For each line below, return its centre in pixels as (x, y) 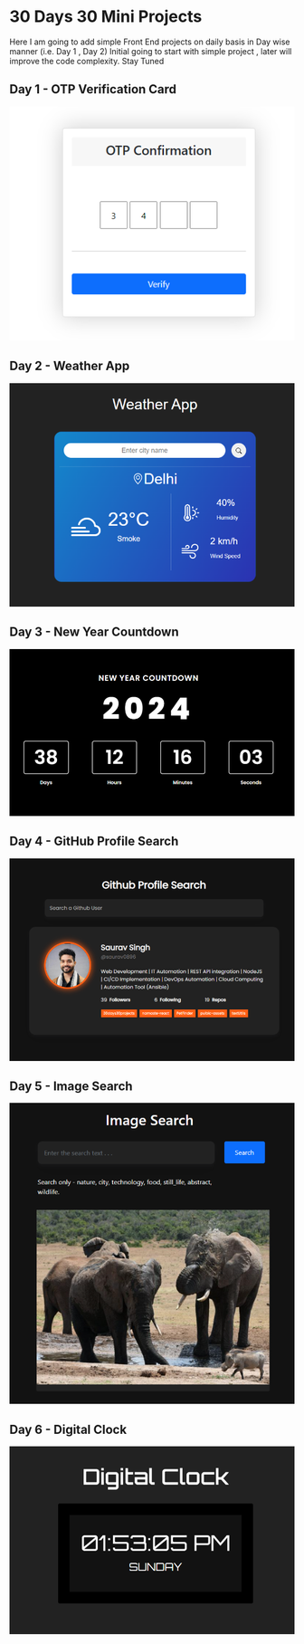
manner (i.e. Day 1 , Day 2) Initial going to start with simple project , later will (151, 51)
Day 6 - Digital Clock (68, 1429)
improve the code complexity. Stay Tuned (87, 61)
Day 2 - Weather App (70, 366)
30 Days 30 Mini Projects (106, 17)
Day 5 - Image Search (71, 1087)
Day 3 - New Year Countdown (94, 632)
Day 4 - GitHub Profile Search (94, 841)
